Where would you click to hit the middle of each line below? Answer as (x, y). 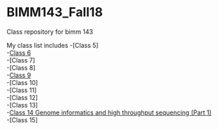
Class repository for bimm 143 (50, 32)
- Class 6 (19, 53)
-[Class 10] (22, 82)
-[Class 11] (22, 90)
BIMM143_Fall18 (55, 12)
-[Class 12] (22, 97)
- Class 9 (19, 75)
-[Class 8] (21, 67)
